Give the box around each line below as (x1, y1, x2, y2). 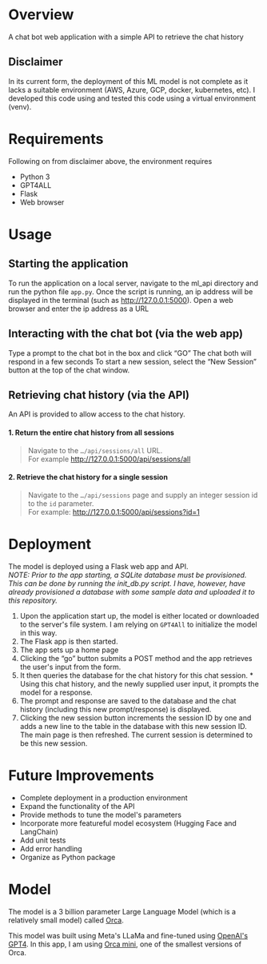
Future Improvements (8, 766, 154, 784)
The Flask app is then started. (19, 636, 118, 646)
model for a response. (19, 687, 94, 697)
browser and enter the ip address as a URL (8, 304, 149, 313)
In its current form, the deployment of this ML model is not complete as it (8, 76, 249, 86)
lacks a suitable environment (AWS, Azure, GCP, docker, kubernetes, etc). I (8, 85, 256, 94)
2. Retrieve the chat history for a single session (8, 472, 168, 482)
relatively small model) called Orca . (8, 915, 124, 925)
